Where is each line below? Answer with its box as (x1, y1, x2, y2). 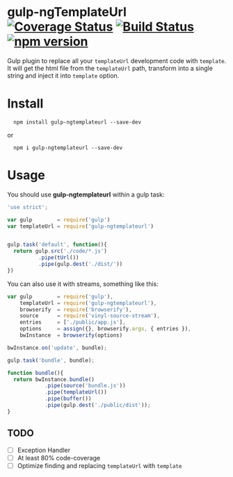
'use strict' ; (7, 203, 49, 210)
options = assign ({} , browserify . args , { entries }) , (19, 326, 191, 333)
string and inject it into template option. (7, 71, 120, 80)
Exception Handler (17, 446, 71, 454)
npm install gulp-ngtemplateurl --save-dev (13, 119, 141, 126)
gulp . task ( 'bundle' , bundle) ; (7, 357, 95, 364)
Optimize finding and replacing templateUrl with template (17, 461, 182, 469)
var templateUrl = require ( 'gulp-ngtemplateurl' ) (7, 223, 154, 230)
